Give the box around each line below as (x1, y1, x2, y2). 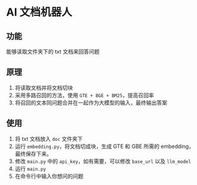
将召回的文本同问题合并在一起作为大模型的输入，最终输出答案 (14, 99, 168, 106)
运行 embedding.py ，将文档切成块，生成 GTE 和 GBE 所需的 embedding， (14, 143, 195, 150)
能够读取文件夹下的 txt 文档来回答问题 (6, 48, 100, 55)
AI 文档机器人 (6, 5, 72, 19)
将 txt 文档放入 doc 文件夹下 (14, 135, 83, 142)
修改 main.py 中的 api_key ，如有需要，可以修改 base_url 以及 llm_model (14, 158, 192, 165)
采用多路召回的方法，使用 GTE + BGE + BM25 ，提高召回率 (14, 91, 154, 98)
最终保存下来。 (14, 150, 52, 157)
